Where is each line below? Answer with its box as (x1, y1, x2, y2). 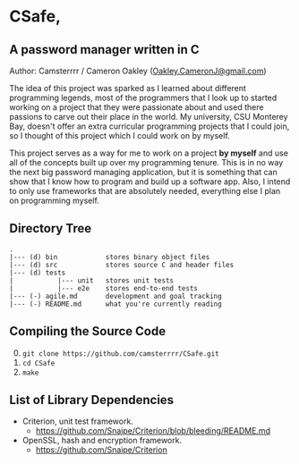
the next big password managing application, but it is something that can (9, 167, 278, 177)
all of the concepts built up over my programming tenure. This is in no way (9, 157, 284, 167)
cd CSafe (21, 359, 56, 367)
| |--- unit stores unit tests (9, 275, 175, 285)
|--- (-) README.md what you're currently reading (9, 299, 222, 308)
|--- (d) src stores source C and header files (9, 260, 235, 269)
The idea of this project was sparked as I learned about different (9, 83, 246, 93)
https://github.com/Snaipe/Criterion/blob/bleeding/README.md (35, 426, 271, 436)
